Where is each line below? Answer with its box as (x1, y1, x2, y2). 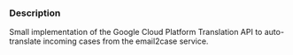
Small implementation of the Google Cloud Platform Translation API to (9, 27, 263, 38)
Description (9, 7, 61, 19)
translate (9, 36, 42, 46)
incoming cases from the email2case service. (42, 36, 209, 46)
